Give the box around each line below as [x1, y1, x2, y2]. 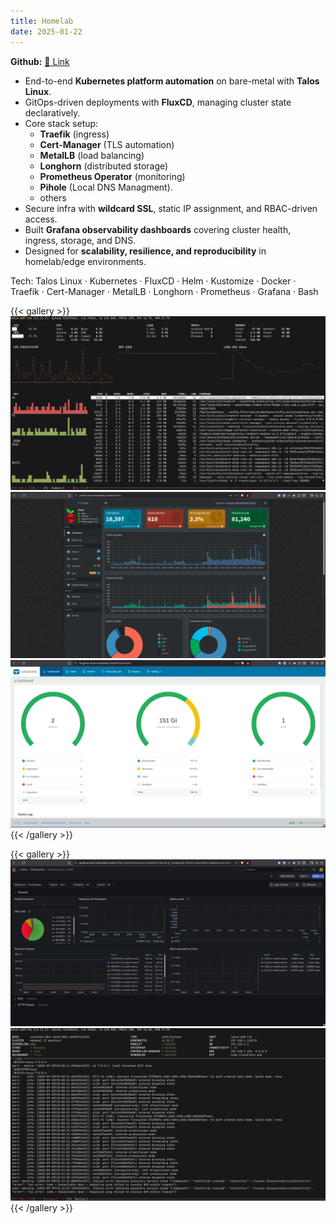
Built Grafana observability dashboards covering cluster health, [24, 223, 292, 235]
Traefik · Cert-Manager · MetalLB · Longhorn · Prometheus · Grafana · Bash [10, 285, 319, 297]
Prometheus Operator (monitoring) [39, 170, 186, 182]
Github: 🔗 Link [10, 55, 70, 67]
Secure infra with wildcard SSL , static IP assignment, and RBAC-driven [24, 202, 318, 214]
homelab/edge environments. [24, 255, 147, 267]
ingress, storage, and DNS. [24, 234, 137, 246]
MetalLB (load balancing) [39, 149, 145, 161]
